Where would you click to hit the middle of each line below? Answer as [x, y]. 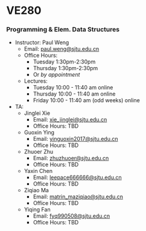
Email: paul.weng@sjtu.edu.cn [62, 49]
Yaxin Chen [38, 171]
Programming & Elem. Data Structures [63, 30]
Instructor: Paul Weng [42, 42]
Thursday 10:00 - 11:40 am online [74, 94]
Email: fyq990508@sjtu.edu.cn [71, 216]
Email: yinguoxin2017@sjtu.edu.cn [75, 139]
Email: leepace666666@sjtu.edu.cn [77, 177]
